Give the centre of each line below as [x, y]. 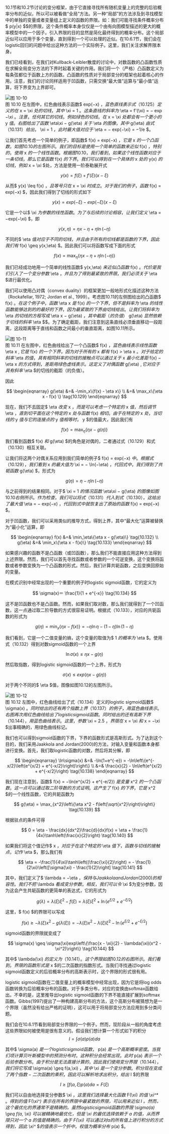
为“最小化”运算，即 [25, 527]
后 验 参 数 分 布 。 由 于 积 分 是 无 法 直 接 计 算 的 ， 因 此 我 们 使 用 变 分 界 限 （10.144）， [83, 1062]
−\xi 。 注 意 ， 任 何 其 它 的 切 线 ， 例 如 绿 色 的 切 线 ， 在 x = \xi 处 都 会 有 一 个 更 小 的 [83, 117]
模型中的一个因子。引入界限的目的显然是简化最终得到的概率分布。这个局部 [87, 32]
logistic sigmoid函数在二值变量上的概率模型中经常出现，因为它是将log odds [83, 982]
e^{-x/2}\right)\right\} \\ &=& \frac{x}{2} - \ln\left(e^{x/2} [104, 766]
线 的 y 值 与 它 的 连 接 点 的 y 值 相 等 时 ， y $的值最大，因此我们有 [69, 419]
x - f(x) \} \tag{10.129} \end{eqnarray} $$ [84, 396]
